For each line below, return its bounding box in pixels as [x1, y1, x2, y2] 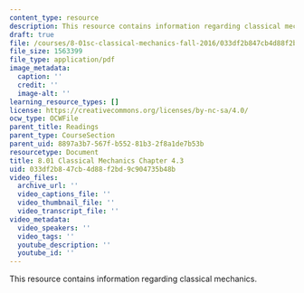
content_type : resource [9, 13, 100, 23]
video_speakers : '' [17, 223, 91, 232]
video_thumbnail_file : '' [17, 198, 116, 208]
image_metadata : [9, 64, 71, 73]
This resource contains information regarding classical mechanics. [9, 273, 258, 285]
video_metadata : [9, 214, 71, 224]
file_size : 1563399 [9, 47, 83, 56]
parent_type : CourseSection [9, 131, 116, 140]
